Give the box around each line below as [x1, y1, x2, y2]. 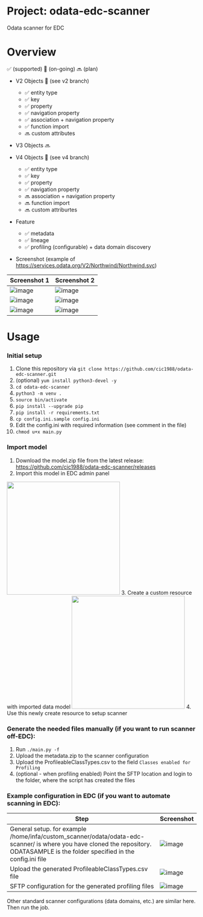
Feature [15, 218, 35, 225]
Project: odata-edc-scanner [7, 4, 150, 18]
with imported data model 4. [7, 703, 192, 710]
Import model [7, 443, 48, 451]
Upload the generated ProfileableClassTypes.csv [10, 865, 148, 873]
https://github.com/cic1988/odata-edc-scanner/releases [15, 463, 156, 471]
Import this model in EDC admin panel [15, 469, 110, 477]
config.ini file [10, 855, 47, 863]
